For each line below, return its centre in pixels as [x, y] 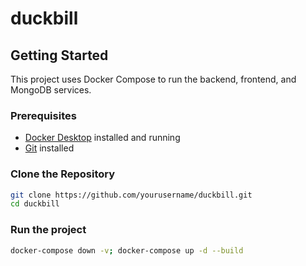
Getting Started [59, 55]
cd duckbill [35, 204]
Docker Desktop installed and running [102, 138]
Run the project [48, 230]
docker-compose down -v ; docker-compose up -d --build [127, 250]
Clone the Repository [63, 174]
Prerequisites [43, 115]
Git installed [49, 148]
